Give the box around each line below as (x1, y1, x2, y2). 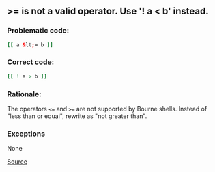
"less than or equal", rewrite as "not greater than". (7, 112, 147, 120)
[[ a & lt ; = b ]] (7, 41, 53, 48)
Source (7, 158, 27, 166)
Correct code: (7, 57, 55, 67)
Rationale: (7, 89, 42, 98)
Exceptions (7, 129, 46, 139)
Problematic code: (7, 26, 70, 35)
